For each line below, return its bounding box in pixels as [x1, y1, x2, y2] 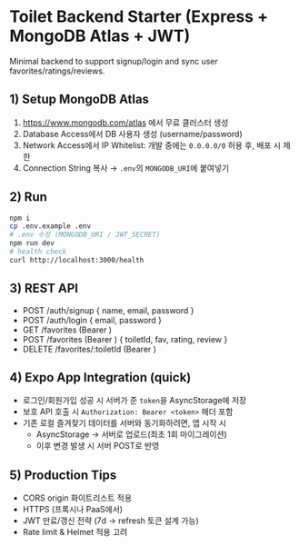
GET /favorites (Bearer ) [22, 324, 112, 335]
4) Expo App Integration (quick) [9, 370, 192, 385]
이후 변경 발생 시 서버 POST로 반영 [35, 441, 160, 452]
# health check [9, 247, 67, 256]
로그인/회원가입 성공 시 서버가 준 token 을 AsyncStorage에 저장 [22, 395, 247, 406]
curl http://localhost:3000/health [9, 255, 145, 264]
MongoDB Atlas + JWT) [9, 25, 191, 46]
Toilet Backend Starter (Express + [9, 6, 269, 27]
